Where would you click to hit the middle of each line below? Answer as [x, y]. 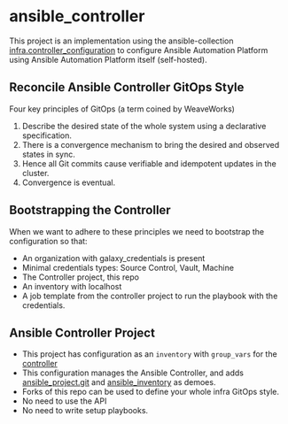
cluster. [35, 173]
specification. [47, 135]
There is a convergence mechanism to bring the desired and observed [151, 144]
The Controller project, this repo [81, 277]
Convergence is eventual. [69, 182]
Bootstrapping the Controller [90, 210]
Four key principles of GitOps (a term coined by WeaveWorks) [122, 109]
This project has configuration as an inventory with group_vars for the [149, 354]
